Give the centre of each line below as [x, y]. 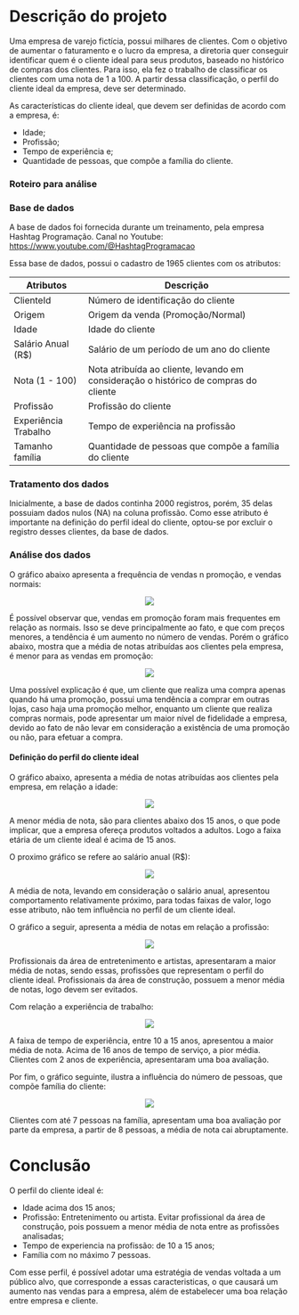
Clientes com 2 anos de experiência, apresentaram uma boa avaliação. [139, 1059]
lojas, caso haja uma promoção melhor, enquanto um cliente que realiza [141, 708]
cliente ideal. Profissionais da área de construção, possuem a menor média [147, 980]
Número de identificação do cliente [162, 300]
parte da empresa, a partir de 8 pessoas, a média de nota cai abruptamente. [149, 1130]
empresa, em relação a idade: [64, 787]
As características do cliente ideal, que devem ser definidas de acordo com [148, 105]
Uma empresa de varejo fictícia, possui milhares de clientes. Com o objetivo [148, 41]
